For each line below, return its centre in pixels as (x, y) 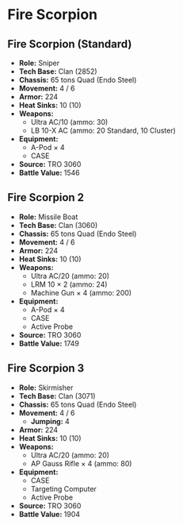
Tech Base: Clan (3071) (57, 396)
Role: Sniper (39, 63)
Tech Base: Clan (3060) (58, 225)
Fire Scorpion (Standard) (70, 44)
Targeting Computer (63, 488)
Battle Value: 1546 (49, 173)
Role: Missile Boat (48, 217)
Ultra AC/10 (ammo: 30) (69, 122)
